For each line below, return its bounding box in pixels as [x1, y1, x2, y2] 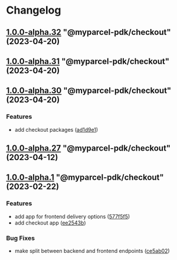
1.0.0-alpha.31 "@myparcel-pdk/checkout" [6, 56, 170, 66]
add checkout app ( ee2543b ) [14, 219, 87, 226]
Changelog [6, 4, 61, 17]
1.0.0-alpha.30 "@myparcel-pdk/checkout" [6, 86, 172, 96]
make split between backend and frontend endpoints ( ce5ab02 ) [14, 248, 170, 255]
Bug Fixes [6, 234, 35, 242]
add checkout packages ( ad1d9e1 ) [14, 126, 99, 133]
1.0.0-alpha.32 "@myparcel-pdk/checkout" [6, 27, 171, 37]
